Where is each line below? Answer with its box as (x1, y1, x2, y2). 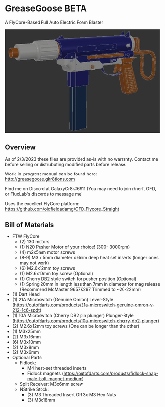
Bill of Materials (5, 220, 54, 229)
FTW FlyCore (12, 233, 40, 239)
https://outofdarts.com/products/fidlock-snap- (63, 370, 159, 376)
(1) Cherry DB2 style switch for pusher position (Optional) (19, 276, 137, 282)
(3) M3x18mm (27, 397, 56, 403)
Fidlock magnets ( (27, 370, 64, 376)
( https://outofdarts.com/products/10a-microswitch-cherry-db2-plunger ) (12, 318, 160, 324)
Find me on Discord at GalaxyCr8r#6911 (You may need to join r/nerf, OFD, (5, 186, 157, 192)
